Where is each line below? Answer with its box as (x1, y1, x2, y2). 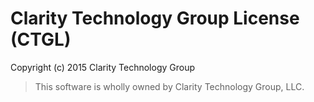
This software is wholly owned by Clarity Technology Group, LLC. (34, 80, 305, 92)
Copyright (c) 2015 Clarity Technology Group (10, 61, 195, 73)
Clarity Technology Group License (10, 7, 300, 30)
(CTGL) (10, 28, 72, 51)
